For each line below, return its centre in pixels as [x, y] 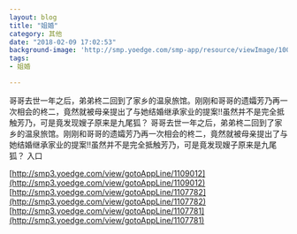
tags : [19, 58]
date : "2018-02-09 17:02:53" [63, 42]
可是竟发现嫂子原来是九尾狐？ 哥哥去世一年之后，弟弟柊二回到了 [157, 122]
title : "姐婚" [34, 26]
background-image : [43, 50]
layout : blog [33, 17]
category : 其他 [36, 34]
